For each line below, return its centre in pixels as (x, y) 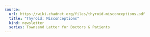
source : (12, 9)
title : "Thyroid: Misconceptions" (44, 18)
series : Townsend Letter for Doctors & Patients (60, 27)
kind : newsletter (27, 23)
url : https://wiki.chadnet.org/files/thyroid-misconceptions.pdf (77, 14)
